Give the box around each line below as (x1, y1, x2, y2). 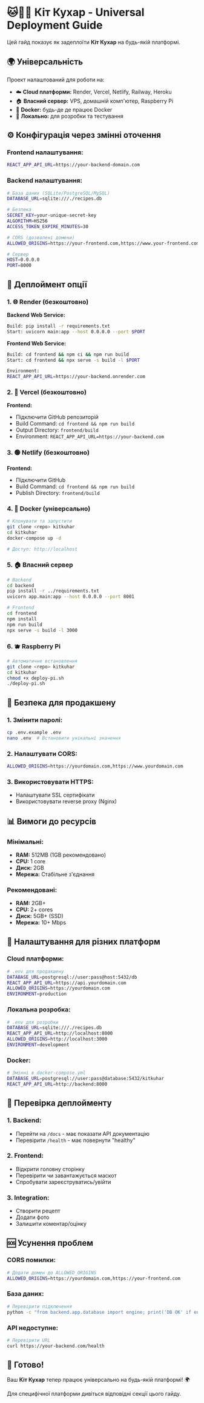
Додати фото (15, 1214, 50, 1221)
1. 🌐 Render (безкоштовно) (7, 297, 89, 306)
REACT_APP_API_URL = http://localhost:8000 (7, 1030, 113, 1037)
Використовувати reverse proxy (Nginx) (15, 798, 117, 805)
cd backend (7, 582, 35, 588)
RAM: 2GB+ (15, 900, 46, 907)
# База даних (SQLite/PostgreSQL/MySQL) (7, 190, 111, 196)
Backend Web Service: (7, 311, 65, 318)
